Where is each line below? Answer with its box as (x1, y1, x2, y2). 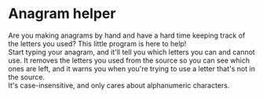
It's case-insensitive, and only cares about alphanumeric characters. (8, 80, 230, 90)
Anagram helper (8, 5, 116, 23)
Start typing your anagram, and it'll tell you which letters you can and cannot (8, 47, 255, 56)
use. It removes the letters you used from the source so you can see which (8, 56, 250, 65)
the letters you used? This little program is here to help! (8, 38, 187, 48)
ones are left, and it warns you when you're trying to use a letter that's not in (8, 64, 255, 73)
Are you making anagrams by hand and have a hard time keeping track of (8, 31, 246, 40)
